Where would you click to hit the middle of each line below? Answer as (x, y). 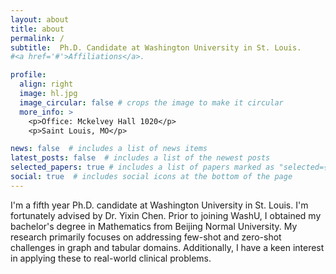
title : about (37, 29)
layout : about (40, 19)
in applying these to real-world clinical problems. (111, 258)
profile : (28, 75)
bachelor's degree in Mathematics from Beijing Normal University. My (154, 226)
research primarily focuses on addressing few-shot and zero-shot (146, 237)
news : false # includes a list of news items (109, 149)
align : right (46, 84)
